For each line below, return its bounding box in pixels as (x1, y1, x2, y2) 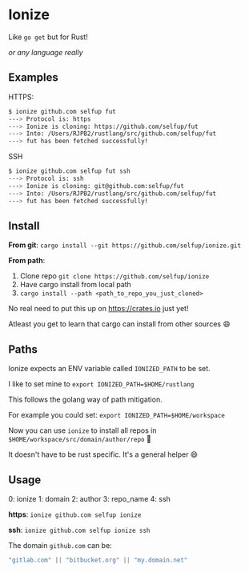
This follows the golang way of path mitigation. (8, 394, 163, 405)
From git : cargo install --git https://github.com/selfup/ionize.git (8, 240, 242, 250)
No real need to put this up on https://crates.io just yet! (8, 304, 189, 314)
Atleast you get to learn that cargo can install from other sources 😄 (8, 319, 231, 329)
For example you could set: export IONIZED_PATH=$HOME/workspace (8, 410, 226, 420)
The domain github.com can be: (8, 540, 112, 550)
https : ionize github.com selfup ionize (8, 510, 142, 519)
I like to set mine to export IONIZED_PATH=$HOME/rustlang (8, 379, 195, 389)
